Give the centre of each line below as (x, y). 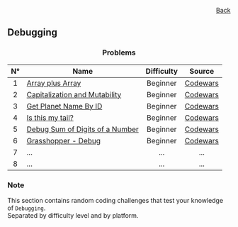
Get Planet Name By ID (64, 106)
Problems (119, 52)
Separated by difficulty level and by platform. (73, 215)
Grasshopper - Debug (64, 140)
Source (202, 71)
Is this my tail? (50, 118)
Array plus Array (54, 83)
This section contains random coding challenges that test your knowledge (115, 200)
